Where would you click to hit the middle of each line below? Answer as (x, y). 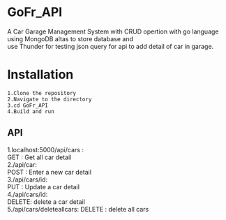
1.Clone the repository (42, 93)
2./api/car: (22, 164)
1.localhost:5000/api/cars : (45, 149)
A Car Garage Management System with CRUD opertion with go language (113, 31)
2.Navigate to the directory (50, 99)
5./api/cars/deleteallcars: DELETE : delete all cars (78, 209)
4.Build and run (31, 111)
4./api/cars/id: (28, 194)
